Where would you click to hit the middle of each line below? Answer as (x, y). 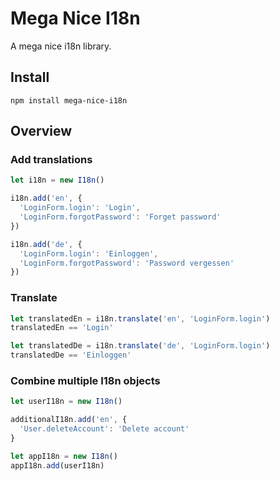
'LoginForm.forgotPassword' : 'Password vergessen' (127, 263)
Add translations (51, 160)
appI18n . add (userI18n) (57, 465)
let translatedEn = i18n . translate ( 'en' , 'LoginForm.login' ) (140, 318)
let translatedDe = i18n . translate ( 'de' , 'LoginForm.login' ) (140, 346)
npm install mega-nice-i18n (69, 100)
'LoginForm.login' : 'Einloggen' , (89, 253)
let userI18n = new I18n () (66, 402)
